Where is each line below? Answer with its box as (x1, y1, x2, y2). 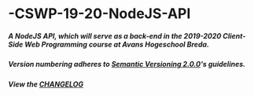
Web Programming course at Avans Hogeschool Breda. (24, 39, 210, 49)
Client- (223, 31, 246, 40)
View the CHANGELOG (8, 79, 84, 89)
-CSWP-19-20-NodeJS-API (8, 5, 191, 23)
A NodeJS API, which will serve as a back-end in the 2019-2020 (8, 31, 222, 40)
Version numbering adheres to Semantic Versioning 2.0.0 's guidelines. (8, 60, 246, 69)
